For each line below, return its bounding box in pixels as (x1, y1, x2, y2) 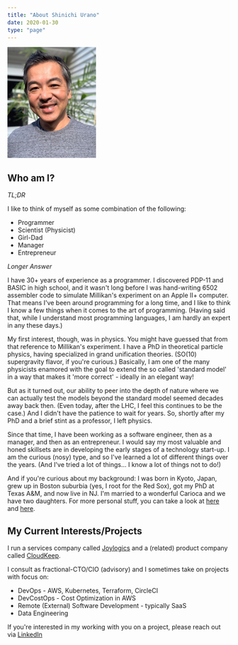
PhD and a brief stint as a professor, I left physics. (7, 417, 153, 425)
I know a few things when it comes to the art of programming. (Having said (7, 306, 225, 315)
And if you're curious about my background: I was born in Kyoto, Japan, (7, 474, 217, 483)
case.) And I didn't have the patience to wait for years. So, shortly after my (7, 409, 225, 418)
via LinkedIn (7, 630, 42, 639)
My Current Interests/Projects (7, 525, 143, 537)
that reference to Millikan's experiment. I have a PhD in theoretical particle (7, 343, 224, 351)
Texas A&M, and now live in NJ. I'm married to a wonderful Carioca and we (7, 490, 226, 498)
